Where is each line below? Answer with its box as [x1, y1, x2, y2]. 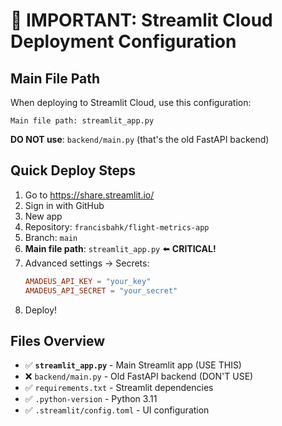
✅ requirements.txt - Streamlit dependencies [24, 382, 214, 394]
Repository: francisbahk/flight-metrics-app [24, 220, 210, 233]
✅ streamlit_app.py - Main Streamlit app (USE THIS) [24, 359, 242, 371]
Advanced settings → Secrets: [24, 257, 150, 269]
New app [24, 210, 63, 222]
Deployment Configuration [10, 30, 237, 53]
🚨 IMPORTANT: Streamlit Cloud [10, 9, 273, 32]
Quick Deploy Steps [10, 162, 137, 179]
